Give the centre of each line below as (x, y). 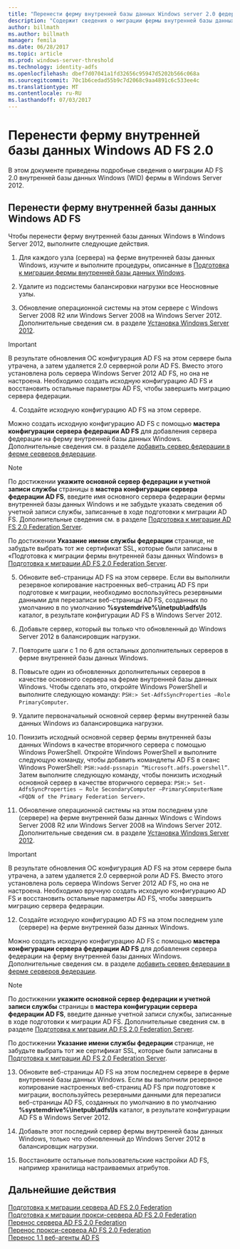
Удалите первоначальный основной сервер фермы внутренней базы (124, 715)
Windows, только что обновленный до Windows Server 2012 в (112, 1139)
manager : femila (32, 41)
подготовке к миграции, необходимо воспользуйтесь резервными (120, 592)
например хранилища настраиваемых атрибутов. (94, 1167)
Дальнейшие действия (62, 1190)
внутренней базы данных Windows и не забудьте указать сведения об (115, 504)
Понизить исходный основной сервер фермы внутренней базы (115, 737)
